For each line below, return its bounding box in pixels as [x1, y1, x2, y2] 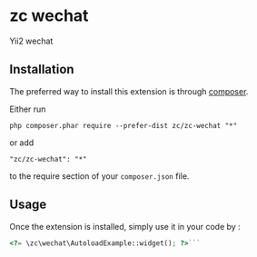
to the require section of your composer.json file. [9, 170, 190, 182]
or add [9, 137, 35, 148]
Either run [9, 104, 46, 114]
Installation [9, 62, 74, 77]
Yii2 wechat [9, 35, 54, 46]
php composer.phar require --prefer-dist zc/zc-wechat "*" [9, 121, 238, 130]
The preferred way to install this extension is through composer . [9, 85, 249, 96]
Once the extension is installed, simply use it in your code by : [9, 221, 241, 232]
